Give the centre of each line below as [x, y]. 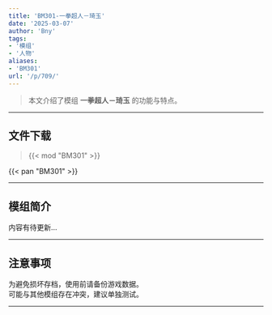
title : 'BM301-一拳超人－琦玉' [57, 16]
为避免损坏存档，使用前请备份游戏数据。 [76, 284]
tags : [17, 38]
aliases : [23, 62]
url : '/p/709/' [34, 76]
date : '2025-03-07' [41, 23]
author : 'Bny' [32, 31]
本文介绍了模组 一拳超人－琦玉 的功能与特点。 [105, 100]
